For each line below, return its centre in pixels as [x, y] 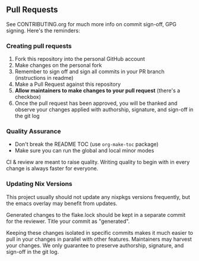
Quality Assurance [34, 132]
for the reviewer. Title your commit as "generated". [68, 221]
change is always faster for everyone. [52, 169]
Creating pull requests [39, 46]
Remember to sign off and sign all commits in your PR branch [89, 72]
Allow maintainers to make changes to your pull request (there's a [97, 91]
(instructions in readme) [44, 78]
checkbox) [28, 97]
